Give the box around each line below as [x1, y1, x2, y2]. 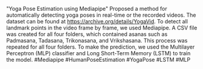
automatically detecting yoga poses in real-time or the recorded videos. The [6, 11, 196, 19]
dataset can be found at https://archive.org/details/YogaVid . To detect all [6, 18, 188, 25]
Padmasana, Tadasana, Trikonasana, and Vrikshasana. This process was [6, 37, 188, 44]
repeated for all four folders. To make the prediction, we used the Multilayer [6, 43, 195, 50]
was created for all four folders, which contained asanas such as [6, 31, 168, 38]
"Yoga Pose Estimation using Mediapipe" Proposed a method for [6, 5, 168, 12]
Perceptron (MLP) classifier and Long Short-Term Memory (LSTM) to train [6, 50, 191, 56]
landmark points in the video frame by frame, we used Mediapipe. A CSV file [6, 24, 198, 31]
